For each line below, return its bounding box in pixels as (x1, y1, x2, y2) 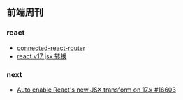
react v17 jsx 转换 (16, 51, 67, 60)
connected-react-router (16, 44, 86, 52)
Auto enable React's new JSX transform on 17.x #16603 (16, 85, 176, 94)
